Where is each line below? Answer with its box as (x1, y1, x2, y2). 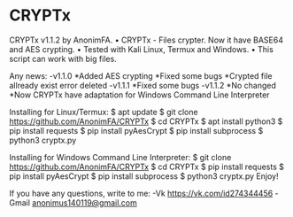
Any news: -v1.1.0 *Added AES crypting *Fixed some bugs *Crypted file (9, 70, 273, 81)
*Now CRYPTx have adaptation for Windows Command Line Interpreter (9, 89, 270, 100)
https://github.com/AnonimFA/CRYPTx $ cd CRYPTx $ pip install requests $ (9, 161, 285, 172)
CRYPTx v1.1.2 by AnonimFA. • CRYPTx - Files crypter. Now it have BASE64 (9, 35, 283, 45)
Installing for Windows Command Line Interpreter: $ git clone (9, 151, 232, 162)
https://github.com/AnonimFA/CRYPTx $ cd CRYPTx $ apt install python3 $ (9, 116, 283, 127)
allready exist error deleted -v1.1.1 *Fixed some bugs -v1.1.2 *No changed (9, 80, 277, 90)
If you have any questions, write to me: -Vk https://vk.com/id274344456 (9, 188, 274, 198)
